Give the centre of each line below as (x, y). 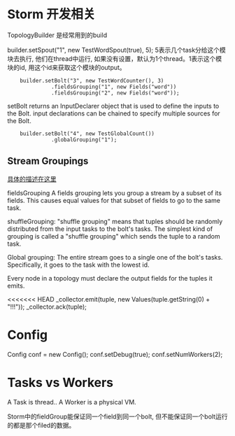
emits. (16, 286)
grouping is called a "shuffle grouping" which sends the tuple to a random (114, 236)
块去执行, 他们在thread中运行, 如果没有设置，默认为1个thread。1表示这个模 (115, 58)
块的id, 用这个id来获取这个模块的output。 (66, 67)
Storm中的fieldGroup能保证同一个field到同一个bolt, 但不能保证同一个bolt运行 (117, 416)
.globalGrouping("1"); (84, 140)
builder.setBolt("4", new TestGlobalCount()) (87, 134)
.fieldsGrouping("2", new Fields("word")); (115, 93)
